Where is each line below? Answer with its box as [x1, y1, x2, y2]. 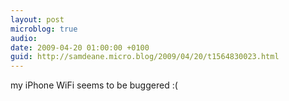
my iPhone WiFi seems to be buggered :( [10, 79, 178, 91]
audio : [10, 33, 38, 43]
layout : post [10, 14, 65, 25]
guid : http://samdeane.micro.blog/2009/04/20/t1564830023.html [10, 52, 280, 62]
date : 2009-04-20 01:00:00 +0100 [10, 42, 150, 53]
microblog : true [10, 24, 78, 34]
